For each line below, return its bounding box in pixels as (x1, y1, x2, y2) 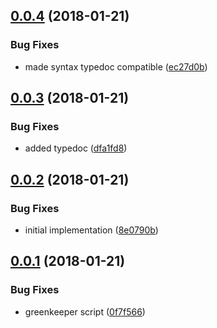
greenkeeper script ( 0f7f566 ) (24, 305, 146, 318)
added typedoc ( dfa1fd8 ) (24, 142, 128, 154)
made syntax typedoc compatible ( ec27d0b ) (24, 60, 208, 73)
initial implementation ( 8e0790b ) (24, 224, 159, 236)
